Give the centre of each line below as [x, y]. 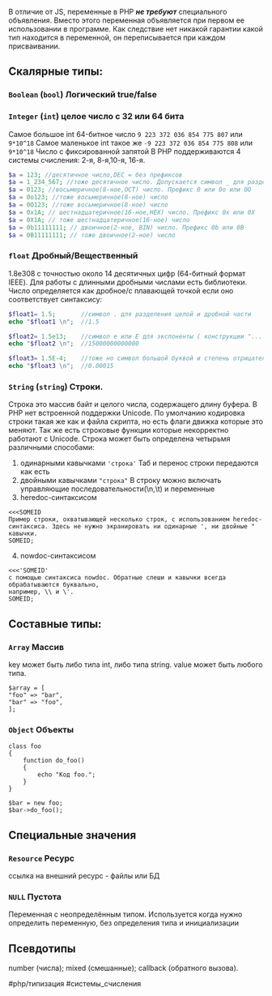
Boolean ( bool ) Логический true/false [83, 95]
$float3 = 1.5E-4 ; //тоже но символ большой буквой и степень [119, 359]
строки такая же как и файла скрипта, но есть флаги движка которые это [136, 421]
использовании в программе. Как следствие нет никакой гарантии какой [136, 29]
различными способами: [51, 447]
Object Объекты [41, 729]
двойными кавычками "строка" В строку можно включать [121, 481]
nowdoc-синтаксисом [58, 556]
